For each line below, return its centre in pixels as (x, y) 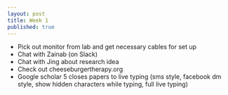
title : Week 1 (28, 20)
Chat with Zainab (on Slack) (58, 54)
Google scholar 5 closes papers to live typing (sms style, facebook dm (119, 77)
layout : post (26, 14)
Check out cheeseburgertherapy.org (70, 69)
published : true (31, 27)
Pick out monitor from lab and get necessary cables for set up (107, 47)
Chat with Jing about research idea (68, 62)
